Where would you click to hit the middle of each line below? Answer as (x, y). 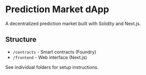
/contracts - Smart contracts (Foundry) (54, 52)
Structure (21, 40)
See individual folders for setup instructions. (52, 67)
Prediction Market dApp (57, 9)
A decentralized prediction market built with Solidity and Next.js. (73, 23)
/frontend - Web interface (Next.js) (50, 57)
